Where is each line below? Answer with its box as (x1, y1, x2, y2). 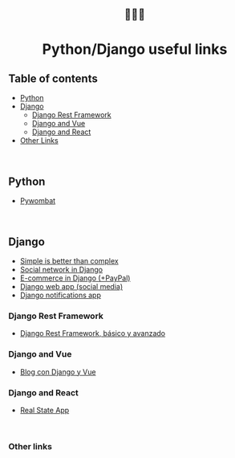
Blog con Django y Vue (19, 366, 96, 377)
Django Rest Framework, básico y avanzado (19, 329, 166, 338)
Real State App (19, 405, 70, 415)
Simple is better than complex (19, 256, 119, 266)
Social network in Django (19, 265, 103, 275)
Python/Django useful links (42, 40, 228, 58)
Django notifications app (19, 290, 102, 301)
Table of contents (8, 72, 98, 85)
